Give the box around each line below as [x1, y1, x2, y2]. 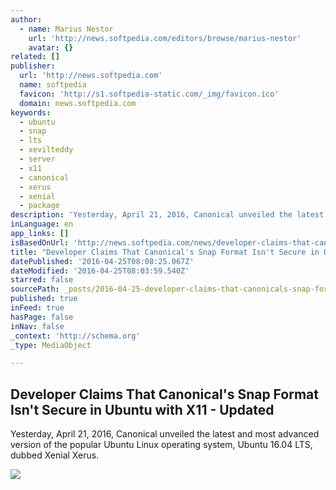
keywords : [10, 107, 52, 118]
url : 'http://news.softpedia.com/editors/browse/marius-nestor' [28, 33, 302, 43]
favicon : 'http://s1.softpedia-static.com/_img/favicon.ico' [19, 89, 280, 99]
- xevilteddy [19, 145, 74, 155]
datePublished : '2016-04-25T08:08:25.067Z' [10, 256, 195, 266]
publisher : [10, 61, 56, 71]
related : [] [10, 52, 60, 62]
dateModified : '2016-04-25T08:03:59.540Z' [10, 266, 190, 276]
